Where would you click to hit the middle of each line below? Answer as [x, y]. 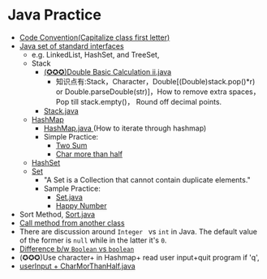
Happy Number [81, 205]
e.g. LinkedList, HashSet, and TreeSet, [95, 54]
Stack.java [61, 110]
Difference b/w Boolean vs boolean [77, 248]
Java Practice [55, 15]
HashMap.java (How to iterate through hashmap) [125, 128]
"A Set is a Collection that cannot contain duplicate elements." [147, 179]
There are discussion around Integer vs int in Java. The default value [138, 231]
